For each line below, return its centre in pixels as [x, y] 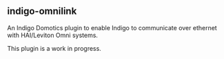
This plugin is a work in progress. [54, 48]
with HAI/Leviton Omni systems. [53, 35]
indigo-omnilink [42, 11]
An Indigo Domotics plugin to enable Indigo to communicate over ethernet [112, 27]
